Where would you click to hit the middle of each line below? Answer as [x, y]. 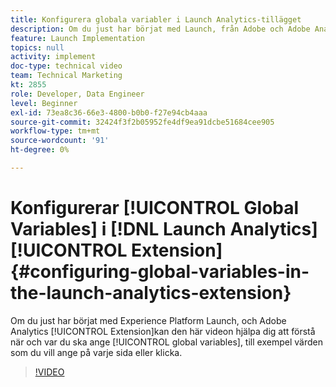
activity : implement [53, 57]
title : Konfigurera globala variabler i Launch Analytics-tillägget [156, 19]
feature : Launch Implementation [77, 38]
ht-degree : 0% [40, 150]
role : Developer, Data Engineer [77, 94]
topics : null [37, 47]
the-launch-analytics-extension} [151, 293]
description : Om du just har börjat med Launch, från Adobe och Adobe [160, 29]
